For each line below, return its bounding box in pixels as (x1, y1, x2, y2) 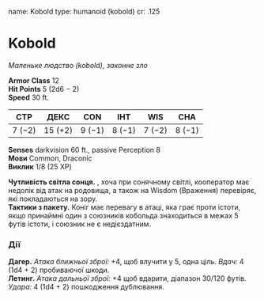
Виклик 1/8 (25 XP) (8, 161, 73, 171)
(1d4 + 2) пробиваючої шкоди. (8, 265, 110, 275)
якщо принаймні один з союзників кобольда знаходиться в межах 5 (8, 210, 239, 220)
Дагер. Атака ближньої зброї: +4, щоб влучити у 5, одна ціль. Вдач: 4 (8, 257, 244, 267)
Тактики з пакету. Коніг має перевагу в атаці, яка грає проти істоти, (8, 202, 241, 212)
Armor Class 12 (8, 75, 59, 85)
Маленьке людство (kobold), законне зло (8, 60, 148, 70)
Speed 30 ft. (8, 93, 50, 102)
